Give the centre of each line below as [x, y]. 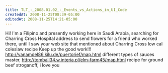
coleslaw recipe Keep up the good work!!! [48, 49]
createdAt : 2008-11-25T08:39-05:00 [43, 14]
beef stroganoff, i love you [32, 65]
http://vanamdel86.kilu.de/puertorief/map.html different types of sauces [80, 54]
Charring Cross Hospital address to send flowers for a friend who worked [81, 38]
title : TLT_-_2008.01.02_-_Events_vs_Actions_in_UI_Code [66, 10]
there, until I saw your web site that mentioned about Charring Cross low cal [84, 44]
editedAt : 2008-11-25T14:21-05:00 [41, 19]
